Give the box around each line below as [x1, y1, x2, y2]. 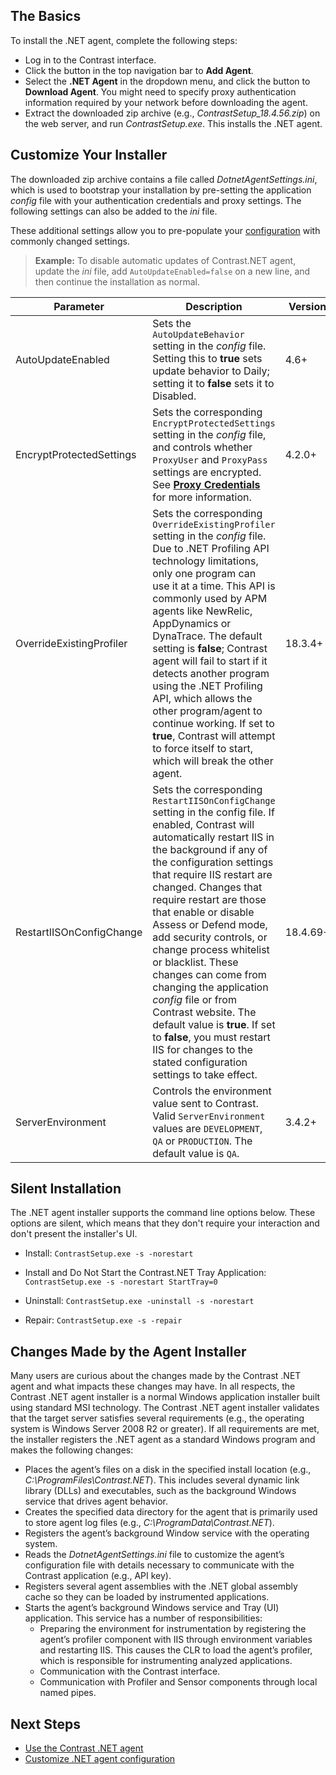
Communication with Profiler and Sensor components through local [39, 1676, 318, 1688]
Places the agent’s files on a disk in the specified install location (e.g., [24, 1464, 312, 1476]
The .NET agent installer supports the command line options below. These [10, 1207, 316, 1219]
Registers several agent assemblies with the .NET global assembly [24, 1580, 298, 1593]
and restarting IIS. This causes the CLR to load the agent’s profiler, [39, 1644, 313, 1656]
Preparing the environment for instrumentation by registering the [39, 1623, 307, 1635]
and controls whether [152, 440, 253, 454]
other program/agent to [152, 704, 263, 718]
